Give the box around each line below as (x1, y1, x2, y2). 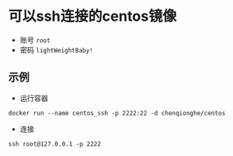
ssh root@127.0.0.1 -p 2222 (8, 140, 102, 148)
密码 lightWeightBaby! (19, 45, 94, 54)
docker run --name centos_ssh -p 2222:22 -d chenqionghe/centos (8, 109, 226, 117)
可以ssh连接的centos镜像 (8, 7, 177, 25)
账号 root (19, 35, 51, 45)
